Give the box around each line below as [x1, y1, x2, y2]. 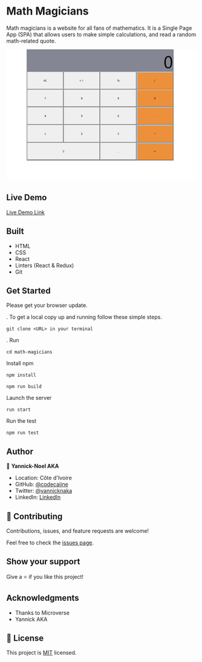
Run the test [6, 417, 37, 425]
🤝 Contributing [6, 511, 63, 521]
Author [6, 446, 33, 456]
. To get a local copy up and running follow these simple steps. [6, 314, 162, 321]
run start [6, 407, 31, 413]
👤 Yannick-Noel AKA [6, 462, 59, 470]
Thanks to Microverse [15, 609, 70, 616]
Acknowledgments [6, 593, 80, 603]
